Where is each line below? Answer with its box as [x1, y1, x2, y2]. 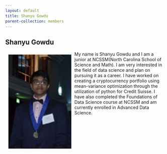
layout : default [5, 8, 39, 13]
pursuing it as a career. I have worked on [74, 73, 159, 79]
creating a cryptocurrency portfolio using [74, 78, 160, 84]
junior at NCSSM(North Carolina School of [74, 57, 162, 63]
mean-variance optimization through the [74, 83, 158, 89]
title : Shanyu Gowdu [5, 13, 49, 19]
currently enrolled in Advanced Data [74, 104, 149, 110]
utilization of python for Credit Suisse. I [74, 88, 155, 95]
